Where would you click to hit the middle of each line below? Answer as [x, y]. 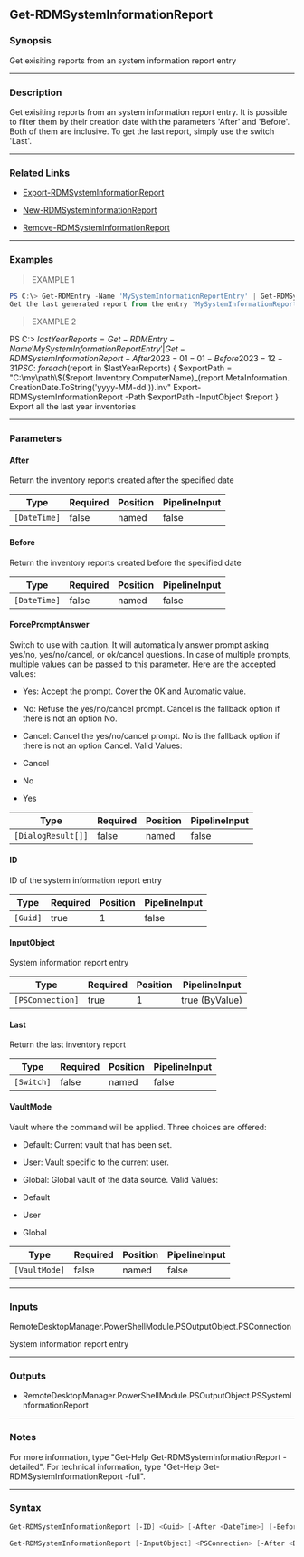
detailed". [27, 1466]
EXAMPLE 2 [54, 322]
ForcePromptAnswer [49, 625]
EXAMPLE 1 [53, 279]
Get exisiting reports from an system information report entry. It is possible [148, 111]
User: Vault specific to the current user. [95, 1162]
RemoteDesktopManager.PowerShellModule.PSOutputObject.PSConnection [151, 1326]
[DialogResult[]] [51, 836]
